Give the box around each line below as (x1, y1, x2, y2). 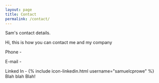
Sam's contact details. (5, 30, 51, 36)
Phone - (5, 49, 22, 55)
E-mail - (5, 59, 22, 65)
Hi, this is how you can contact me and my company (5, 40, 113, 45)
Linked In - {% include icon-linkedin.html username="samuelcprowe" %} (5, 68, 155, 74)
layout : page (5, 7, 32, 12)
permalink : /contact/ (5, 16, 50, 21)
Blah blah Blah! (5, 74, 36, 80)
